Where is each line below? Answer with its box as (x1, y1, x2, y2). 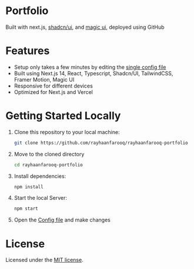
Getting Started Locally (5, 109, 121, 123)
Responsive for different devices (14, 82, 93, 89)
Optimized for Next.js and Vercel (14, 88, 93, 95)
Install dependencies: (14, 172, 66, 180)
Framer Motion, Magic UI (14, 76, 75, 83)
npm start (14, 206, 39, 212)
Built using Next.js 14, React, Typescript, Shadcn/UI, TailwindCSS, (14, 69, 173, 77)
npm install (14, 184, 44, 190)
